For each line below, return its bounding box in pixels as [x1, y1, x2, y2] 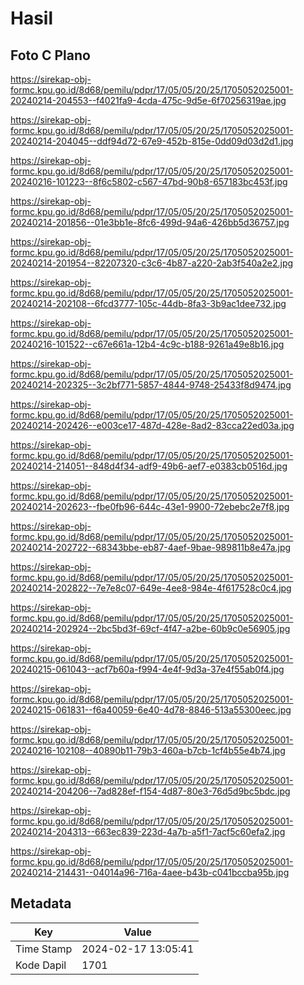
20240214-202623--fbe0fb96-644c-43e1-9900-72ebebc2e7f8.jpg [10, 501, 290, 512]
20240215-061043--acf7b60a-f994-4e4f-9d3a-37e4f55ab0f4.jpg [10, 663, 285, 675]
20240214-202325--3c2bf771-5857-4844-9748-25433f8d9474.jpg [10, 379, 292, 391]
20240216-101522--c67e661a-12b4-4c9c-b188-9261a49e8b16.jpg [10, 338, 285, 350]
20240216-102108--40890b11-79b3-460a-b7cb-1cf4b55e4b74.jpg [10, 745, 286, 756]
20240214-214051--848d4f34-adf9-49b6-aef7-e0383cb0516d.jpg [10, 460, 288, 472]
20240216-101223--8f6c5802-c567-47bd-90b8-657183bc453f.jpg [10, 176, 288, 187]
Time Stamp [15, 942, 73, 956]
